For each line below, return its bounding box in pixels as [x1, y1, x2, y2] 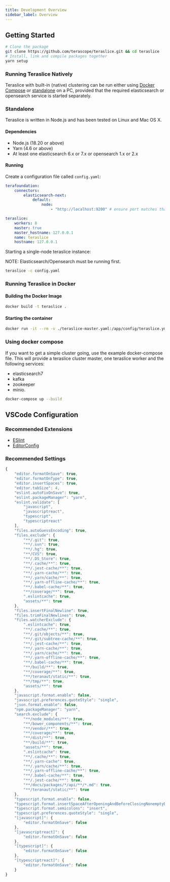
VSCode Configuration [5, 410, 78, 419]
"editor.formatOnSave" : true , [14, 471, 78, 476]
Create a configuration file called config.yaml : [5, 173, 101, 179]
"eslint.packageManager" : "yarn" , [14, 495, 87, 500]
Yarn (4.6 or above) [12, 145, 53, 151]
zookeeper [12, 381, 35, 387]
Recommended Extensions [5, 425, 73, 432]
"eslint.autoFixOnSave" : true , [14, 490, 80, 495]
